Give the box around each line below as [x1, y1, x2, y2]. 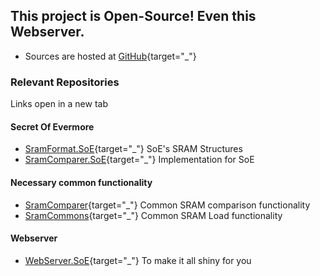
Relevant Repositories [10, 75, 120, 89]
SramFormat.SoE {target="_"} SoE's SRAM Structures [24, 143, 243, 155]
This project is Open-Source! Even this [10, 8, 257, 25]
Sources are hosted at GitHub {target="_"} [24, 50, 197, 62]
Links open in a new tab [10, 98, 108, 110]
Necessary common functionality [10, 176, 153, 188]
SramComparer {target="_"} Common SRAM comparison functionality [24, 199, 311, 211]
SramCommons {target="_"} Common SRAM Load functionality [24, 209, 283, 221]
